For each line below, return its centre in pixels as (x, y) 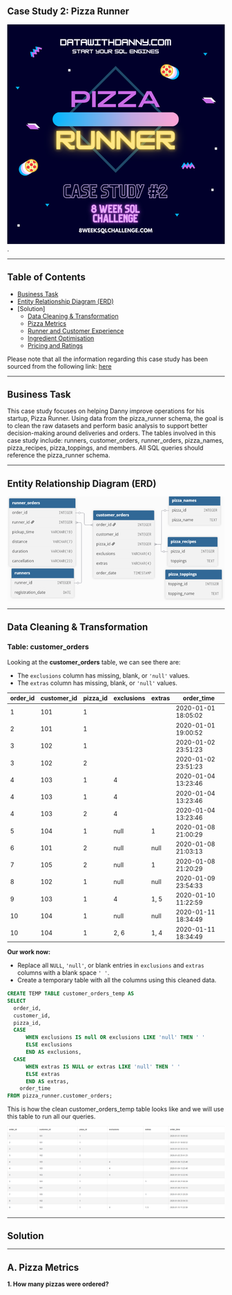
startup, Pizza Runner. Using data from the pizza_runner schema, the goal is (115, 419)
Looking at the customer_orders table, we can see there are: (94, 662)
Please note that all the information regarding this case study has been (108, 359)
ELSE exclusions (49, 1045)
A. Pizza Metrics (43, 1267)
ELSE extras (42, 1074)
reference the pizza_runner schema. (59, 455)
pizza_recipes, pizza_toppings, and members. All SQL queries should (105, 448)
